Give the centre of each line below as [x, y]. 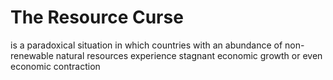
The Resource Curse [97, 17]
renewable [32, 55]
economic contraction [55, 66]
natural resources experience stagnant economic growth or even [189, 55]
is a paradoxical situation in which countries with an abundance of [146, 45]
